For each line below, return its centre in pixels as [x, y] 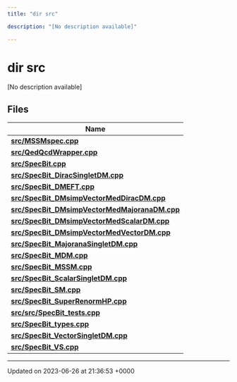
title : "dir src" [33, 14]
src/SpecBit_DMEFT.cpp [53, 187]
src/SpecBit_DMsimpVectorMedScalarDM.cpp [90, 221]
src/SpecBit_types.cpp [50, 324]
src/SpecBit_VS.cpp [45, 347]
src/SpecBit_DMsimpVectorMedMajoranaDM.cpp [95, 210]
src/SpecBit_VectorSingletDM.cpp [69, 335]
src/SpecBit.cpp [38, 164]
